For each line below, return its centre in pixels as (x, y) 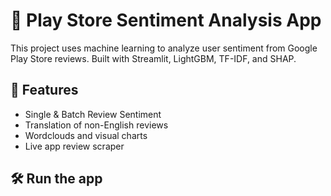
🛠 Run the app (56, 179)
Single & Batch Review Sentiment (93, 114)
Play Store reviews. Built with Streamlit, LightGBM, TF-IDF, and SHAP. (153, 58)
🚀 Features (44, 90)
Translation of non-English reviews (96, 125)
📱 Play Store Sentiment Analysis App (166, 20)
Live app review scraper (74, 146)
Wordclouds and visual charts (86, 135)
